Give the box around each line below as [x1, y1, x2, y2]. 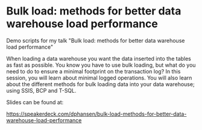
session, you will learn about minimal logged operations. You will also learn [6, 74, 192, 81]
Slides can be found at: [6, 98, 64, 106]
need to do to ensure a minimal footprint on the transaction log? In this [6, 67, 181, 75]
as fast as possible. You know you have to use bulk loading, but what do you [6, 61, 196, 69]
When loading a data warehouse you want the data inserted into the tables [6, 55, 192, 62]
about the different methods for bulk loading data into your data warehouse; [6, 80, 195, 88]
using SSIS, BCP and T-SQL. [6, 87, 77, 94]
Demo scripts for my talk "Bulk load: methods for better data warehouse [6, 37, 185, 44]
